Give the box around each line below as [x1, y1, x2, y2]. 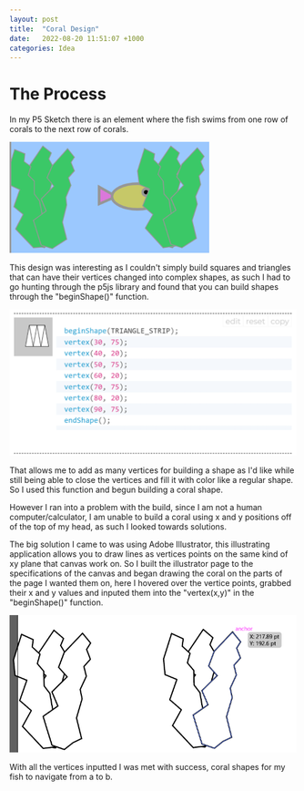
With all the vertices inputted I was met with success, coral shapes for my [9, 761, 286, 772]
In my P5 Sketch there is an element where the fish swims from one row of [9, 114, 289, 125]
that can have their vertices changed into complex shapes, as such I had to [9, 272, 291, 282]
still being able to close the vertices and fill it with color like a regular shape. [9, 475, 294, 486]
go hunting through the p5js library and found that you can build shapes [9, 282, 279, 293]
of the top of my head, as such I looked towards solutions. [9, 521, 228, 532]
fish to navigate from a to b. [9, 771, 114, 782]
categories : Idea [9, 44, 76, 53]
